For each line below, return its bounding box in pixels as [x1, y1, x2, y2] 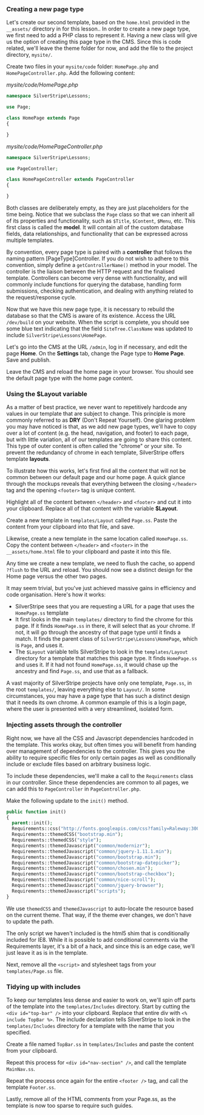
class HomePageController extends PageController [6, 176, 135, 183]
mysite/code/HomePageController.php [6, 143, 103, 150]
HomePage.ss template [15, 609, 69, 617]
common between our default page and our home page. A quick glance [6, 474, 185, 481]
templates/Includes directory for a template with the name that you [6, 1022, 175, 1029]
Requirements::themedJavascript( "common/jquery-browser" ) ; [12, 883, 165, 889]
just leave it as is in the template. [6, 949, 88, 956]
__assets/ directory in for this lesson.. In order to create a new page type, [6, 25, 191, 32]
